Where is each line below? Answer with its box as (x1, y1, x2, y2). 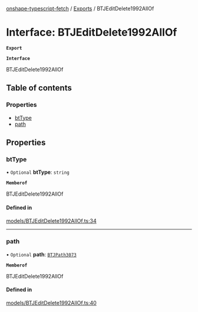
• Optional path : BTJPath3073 (6, 251, 77, 258)
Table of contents (6, 83, 72, 93)
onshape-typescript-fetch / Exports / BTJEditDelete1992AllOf (6, 5, 154, 12)
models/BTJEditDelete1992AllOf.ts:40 (6, 300, 97, 307)
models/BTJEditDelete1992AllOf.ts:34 (6, 217, 97, 224)
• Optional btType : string (6, 168, 70, 176)
